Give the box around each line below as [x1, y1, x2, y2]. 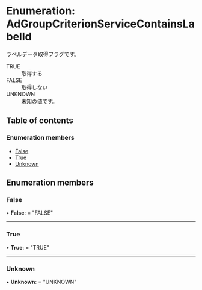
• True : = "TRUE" [6, 244, 50, 251]
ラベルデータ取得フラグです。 [6, 50, 80, 58]
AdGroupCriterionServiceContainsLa [6, 17, 195, 31]
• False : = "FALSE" [6, 209, 54, 216]
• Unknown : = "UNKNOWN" [6, 278, 77, 285]
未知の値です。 [21, 98, 58, 105]
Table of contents [6, 116, 73, 126]
